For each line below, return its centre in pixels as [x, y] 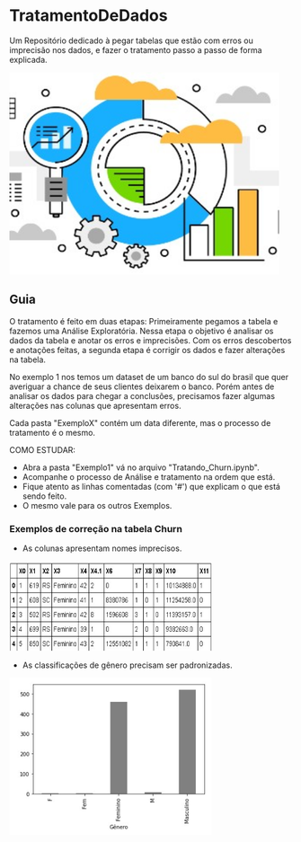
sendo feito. [44, 496]
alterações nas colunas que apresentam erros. [95, 405]
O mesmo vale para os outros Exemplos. [97, 505]
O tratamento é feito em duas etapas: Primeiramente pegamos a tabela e [144, 321]
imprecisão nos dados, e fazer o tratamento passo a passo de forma [136, 49]
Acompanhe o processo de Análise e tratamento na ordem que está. [149, 476]
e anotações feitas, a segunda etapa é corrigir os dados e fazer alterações [147, 350]
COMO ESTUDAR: [43, 449]
